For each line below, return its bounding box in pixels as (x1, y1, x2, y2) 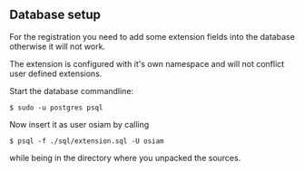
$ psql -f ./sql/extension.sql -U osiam (9, 136, 165, 146)
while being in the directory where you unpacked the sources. (9, 152, 241, 163)
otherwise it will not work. (9, 41, 106, 52)
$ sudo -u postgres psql (9, 103, 103, 112)
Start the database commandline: (9, 85, 134, 96)
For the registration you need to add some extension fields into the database (9, 31, 295, 42)
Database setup (9, 7, 102, 23)
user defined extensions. (9, 68, 103, 79)
